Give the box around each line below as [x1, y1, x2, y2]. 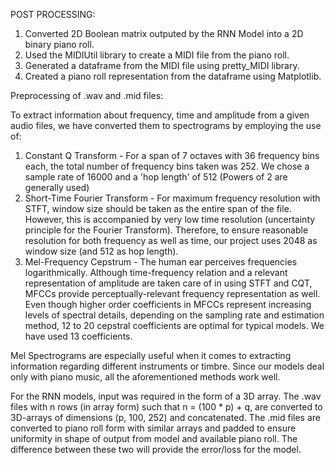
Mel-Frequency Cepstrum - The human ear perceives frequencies [24, 256, 298, 268]
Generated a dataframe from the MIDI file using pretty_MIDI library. [24, 60, 300, 71]
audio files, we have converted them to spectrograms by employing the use [10, 120, 322, 131]
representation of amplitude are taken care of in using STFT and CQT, [24, 277, 313, 289]
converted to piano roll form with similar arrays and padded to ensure [10, 422, 297, 434]
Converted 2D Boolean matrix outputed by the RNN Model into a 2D [24, 28, 304, 39]
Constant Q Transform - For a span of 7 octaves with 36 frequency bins [24, 150, 320, 161]
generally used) [24, 182, 90, 193]
